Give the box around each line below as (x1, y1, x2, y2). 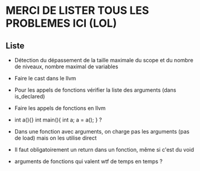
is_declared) (14, 93, 45, 100)
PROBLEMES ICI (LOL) (5, 16, 117, 30)
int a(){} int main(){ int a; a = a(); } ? (14, 116, 102, 123)
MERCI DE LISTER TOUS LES (5, 4, 149, 18)
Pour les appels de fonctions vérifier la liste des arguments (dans (14, 86, 176, 94)
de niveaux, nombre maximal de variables (14, 63, 118, 70)
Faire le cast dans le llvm (14, 75, 77, 82)
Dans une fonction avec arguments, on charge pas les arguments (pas (14, 128, 190, 135)
